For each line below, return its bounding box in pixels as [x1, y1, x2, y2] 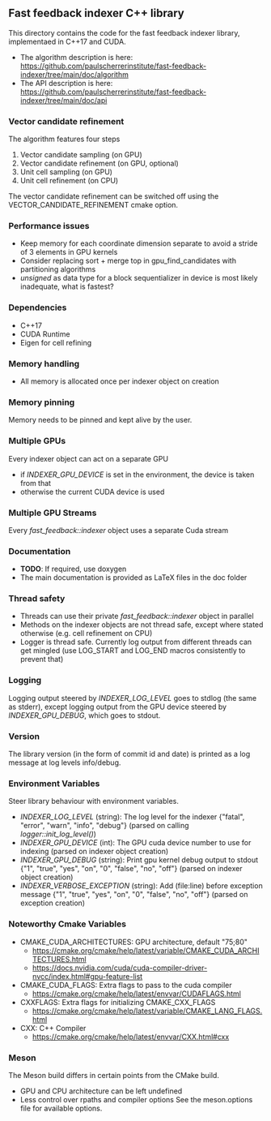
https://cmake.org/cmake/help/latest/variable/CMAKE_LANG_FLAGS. [32, 1006, 263, 1016]
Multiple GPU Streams [8, 507, 97, 518]
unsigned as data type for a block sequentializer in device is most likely [19, 273, 258, 283]
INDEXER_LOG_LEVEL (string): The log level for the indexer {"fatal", [19, 812, 245, 822]
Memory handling [8, 358, 80, 369]
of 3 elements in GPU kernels [19, 247, 118, 257]
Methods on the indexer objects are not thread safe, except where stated [19, 620, 264, 629]
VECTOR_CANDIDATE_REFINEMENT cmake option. [8, 200, 179, 210]
